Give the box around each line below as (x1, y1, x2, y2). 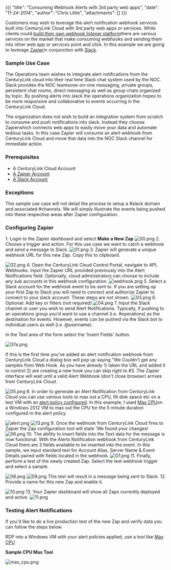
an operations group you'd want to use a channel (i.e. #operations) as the (5, 311, 160, 317)
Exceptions (5, 189, 34, 196)
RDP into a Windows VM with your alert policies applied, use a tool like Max (5, 534, 164, 540)
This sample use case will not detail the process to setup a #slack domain (5, 200, 160, 207)
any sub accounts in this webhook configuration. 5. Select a (5, 278, 166, 284)
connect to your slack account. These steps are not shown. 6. (5, 294, 157, 301)
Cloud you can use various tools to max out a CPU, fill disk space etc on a (5, 394, 161, 400)
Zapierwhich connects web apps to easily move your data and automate (5, 125, 157, 131)
